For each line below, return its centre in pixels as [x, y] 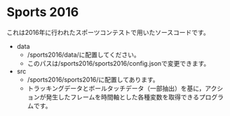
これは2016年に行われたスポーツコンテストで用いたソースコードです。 [108, 32]
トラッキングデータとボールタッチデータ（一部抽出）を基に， [116, 88]
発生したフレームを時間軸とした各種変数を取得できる [122, 97]
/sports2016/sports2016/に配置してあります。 [93, 79]
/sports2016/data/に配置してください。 [84, 55]
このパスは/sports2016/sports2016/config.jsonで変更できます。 [119, 63]
